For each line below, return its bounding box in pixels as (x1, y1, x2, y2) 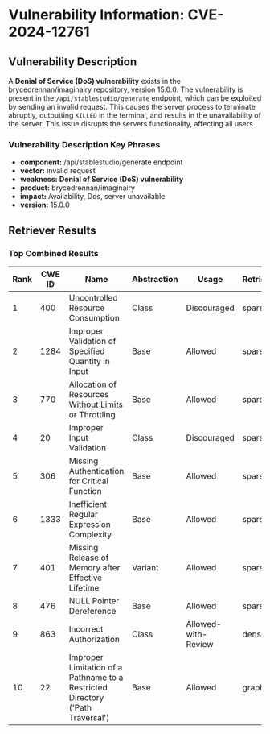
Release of (68, 552, 109, 563)
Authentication (68, 465, 125, 476)
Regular (68, 508, 99, 520)
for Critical (68, 475, 108, 487)
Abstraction (132, 273, 178, 284)
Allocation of (68, 379, 117, 390)
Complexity (68, 529, 112, 540)
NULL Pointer (68, 595, 120, 606)
